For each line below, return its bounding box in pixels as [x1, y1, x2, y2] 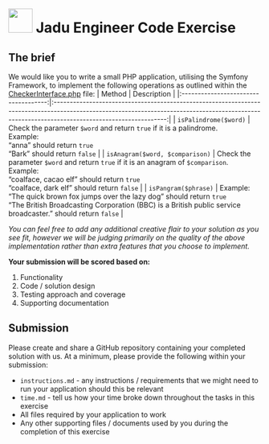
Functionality [19, 273, 63, 282]
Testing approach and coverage [19, 290, 126, 299]
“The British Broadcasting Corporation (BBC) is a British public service [8, 200, 241, 209]
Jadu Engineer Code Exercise [35, 18, 236, 37]
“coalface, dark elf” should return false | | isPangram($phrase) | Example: [8, 183, 251, 192]
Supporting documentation [19, 298, 109, 307]
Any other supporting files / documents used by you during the [19, 418, 229, 428]
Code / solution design [19, 282, 96, 290]
